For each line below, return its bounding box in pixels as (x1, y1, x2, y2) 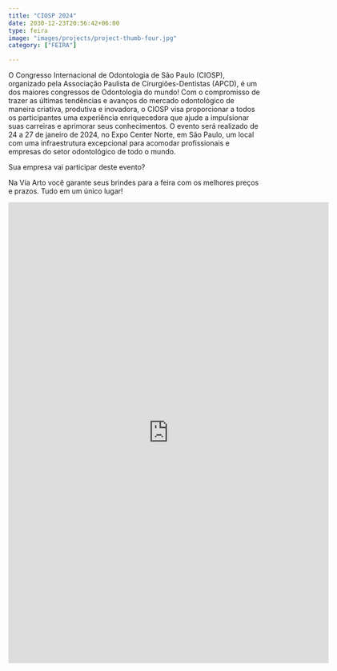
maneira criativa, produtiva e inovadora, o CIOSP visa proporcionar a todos (8, 105, 255, 114)
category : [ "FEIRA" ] (8, 42, 78, 50)
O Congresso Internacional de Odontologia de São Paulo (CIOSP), (8, 70, 226, 80)
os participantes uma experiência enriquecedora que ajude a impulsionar (8, 113, 250, 122)
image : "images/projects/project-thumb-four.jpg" (8, 34, 178, 42)
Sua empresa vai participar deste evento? (8, 162, 146, 172)
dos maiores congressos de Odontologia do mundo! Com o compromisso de (8, 87, 260, 97)
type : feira (8, 26, 48, 34)
